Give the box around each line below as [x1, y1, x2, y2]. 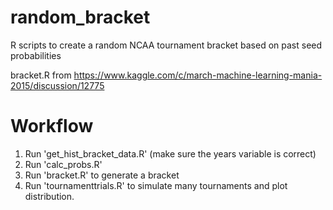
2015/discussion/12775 [10, 79, 105, 91]
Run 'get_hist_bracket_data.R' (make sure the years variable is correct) [24, 147, 317, 160]
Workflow [10, 115, 94, 138]
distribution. [24, 190, 75, 202]
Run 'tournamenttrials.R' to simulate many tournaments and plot [24, 179, 288, 191]
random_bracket [10, 6, 151, 29]
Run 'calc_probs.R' [24, 158, 103, 170]
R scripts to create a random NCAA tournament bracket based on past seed [10, 39, 323, 51]
